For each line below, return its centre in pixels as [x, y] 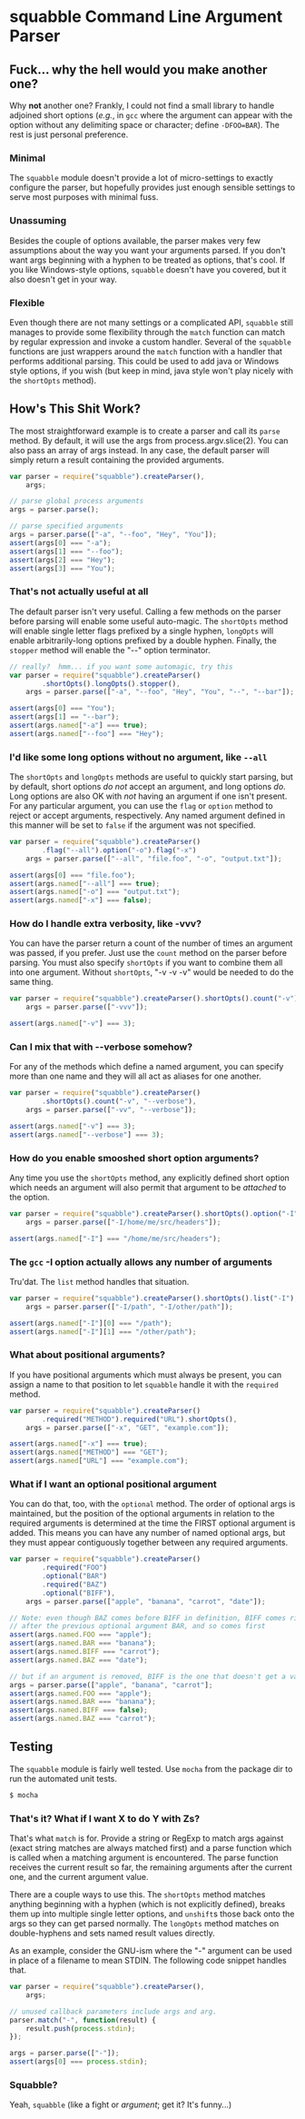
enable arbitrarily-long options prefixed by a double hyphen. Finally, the [143, 640]
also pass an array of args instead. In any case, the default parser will [139, 450]
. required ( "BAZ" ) [74, 1584]
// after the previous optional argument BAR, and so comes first [138, 1627]
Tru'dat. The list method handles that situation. [99, 1281]
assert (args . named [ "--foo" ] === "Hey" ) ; [87, 733]
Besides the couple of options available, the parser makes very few [135, 240]
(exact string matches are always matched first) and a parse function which [151, 1848]
